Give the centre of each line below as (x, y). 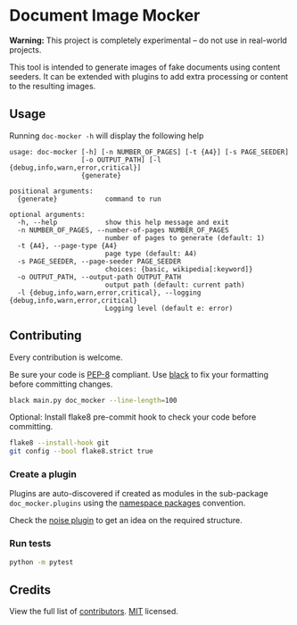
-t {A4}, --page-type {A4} (67, 246)
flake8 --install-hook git (59, 443)
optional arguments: (48, 214)
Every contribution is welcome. (66, 357)
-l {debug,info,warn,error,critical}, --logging (109, 292)
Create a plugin (43, 474)
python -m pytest (41, 562)
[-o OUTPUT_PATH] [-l (121, 160)
